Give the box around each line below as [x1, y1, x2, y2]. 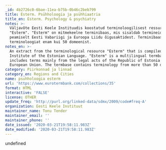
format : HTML [5, 85, 32, 91]
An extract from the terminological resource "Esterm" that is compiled [9, 49, 163, 53]
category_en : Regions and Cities [5, 72, 74, 77]
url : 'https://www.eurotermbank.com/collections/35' [5, 81, 116, 86]
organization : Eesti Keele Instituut [5, 104, 83, 109]
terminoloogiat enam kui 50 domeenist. [9, 40, 92, 45]
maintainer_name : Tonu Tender [5, 108, 68, 114]
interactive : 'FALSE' [5, 90, 50, 95]
